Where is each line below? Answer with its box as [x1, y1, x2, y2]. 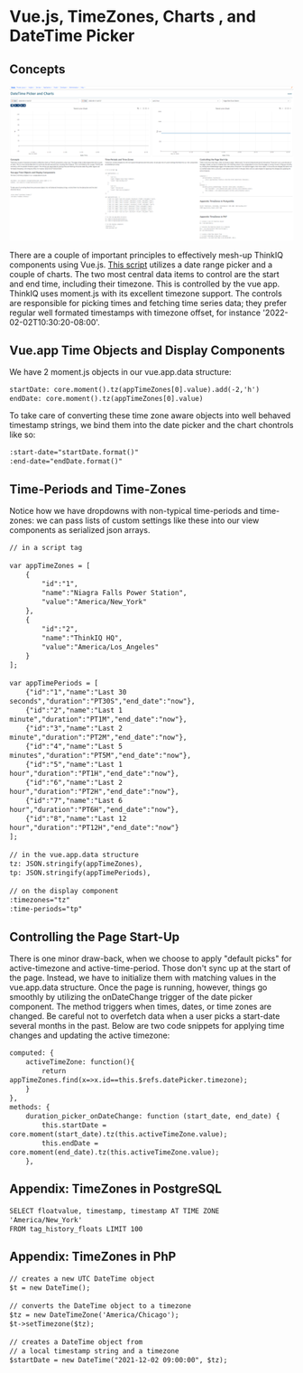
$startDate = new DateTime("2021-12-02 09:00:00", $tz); [9, 1355, 228, 1365]
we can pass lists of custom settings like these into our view [35, 515, 260, 526]
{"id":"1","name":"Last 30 [25, 688, 127, 697]
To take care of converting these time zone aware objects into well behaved [9, 410, 291, 421]
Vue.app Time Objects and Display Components [9, 343, 286, 359]
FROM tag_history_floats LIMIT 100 [9, 1224, 143, 1234]
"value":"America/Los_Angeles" [41, 643, 160, 652]
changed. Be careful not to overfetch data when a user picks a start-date [9, 1011, 280, 1022]
